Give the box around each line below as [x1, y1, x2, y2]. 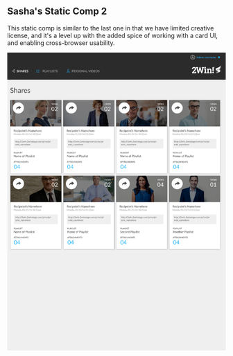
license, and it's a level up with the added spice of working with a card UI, [7, 31, 218, 39]
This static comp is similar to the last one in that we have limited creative [7, 24, 214, 32]
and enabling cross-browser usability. [7, 38, 116, 47]
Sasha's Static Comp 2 [7, 6, 107, 17]
